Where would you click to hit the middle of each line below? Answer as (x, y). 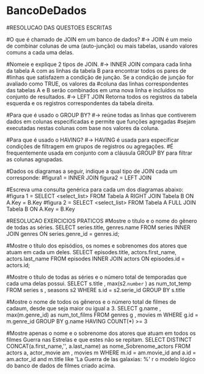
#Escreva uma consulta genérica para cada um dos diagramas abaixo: (95, 189)
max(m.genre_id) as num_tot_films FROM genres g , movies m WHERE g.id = (102, 315)
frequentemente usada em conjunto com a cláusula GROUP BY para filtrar (99, 153)
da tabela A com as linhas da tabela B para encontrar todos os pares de (96, 70)
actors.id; (18, 265)
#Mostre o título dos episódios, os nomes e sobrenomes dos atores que (97, 246)
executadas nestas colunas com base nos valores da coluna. (83, 128)
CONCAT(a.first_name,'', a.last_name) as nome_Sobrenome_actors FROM (98, 346)
